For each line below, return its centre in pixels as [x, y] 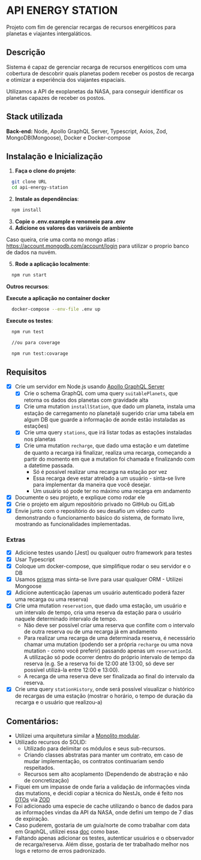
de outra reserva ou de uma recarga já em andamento [91, 631]
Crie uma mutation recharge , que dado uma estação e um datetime [106, 446]
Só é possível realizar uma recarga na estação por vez [100, 471]
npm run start [29, 275]
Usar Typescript [35, 559]
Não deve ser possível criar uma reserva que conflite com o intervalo [109, 625]
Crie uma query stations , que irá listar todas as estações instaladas [108, 432]
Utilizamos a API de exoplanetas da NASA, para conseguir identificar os [95, 91]
